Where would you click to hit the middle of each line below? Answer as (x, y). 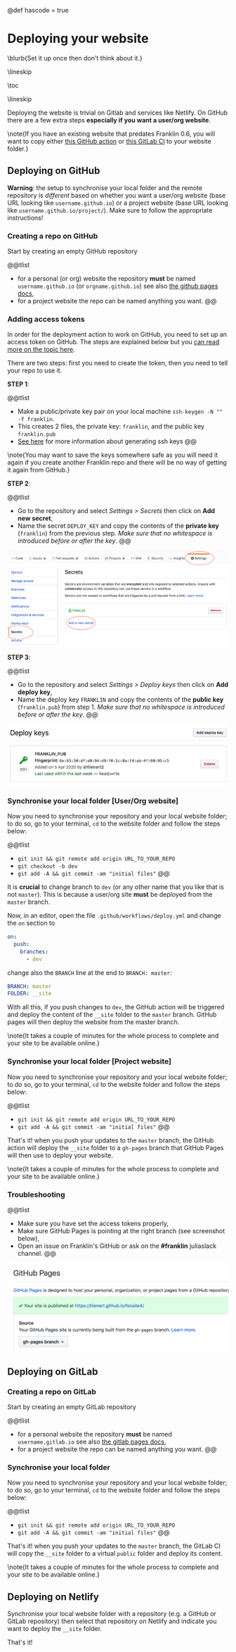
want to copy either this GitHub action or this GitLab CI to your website (110, 141)
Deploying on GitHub (54, 171)
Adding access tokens (46, 319)
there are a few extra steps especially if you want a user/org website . (109, 120)
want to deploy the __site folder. (55, 1628)
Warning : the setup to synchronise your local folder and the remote (105, 188)
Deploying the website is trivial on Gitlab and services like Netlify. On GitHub (118, 113)
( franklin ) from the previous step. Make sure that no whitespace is (115, 534)
